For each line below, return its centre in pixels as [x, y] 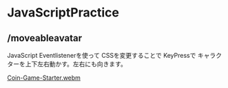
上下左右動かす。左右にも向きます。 [76, 64]
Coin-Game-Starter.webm [44, 78]
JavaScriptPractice [63, 13]
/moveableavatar [45, 38]
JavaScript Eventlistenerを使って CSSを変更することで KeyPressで [102, 55]
